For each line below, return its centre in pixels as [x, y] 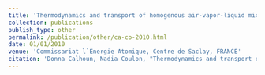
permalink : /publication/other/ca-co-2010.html [88, 37]
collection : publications [50, 23]
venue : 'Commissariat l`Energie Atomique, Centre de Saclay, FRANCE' [125, 52]
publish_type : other [42, 30]
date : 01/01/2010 [37, 45]
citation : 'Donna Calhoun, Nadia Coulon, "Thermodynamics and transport [130, 59]
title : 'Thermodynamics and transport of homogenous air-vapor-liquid [127, 15]
